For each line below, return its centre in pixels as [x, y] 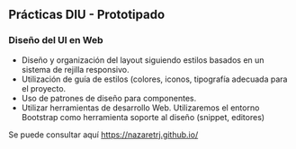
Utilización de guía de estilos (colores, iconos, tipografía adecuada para [154, 79]
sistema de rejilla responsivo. [75, 69]
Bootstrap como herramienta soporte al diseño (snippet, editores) [143, 117]
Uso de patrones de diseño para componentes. [109, 98]
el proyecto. [44, 88]
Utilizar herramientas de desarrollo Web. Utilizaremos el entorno [140, 108]
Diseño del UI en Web [56, 40]
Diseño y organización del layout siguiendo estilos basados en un [143, 60]
